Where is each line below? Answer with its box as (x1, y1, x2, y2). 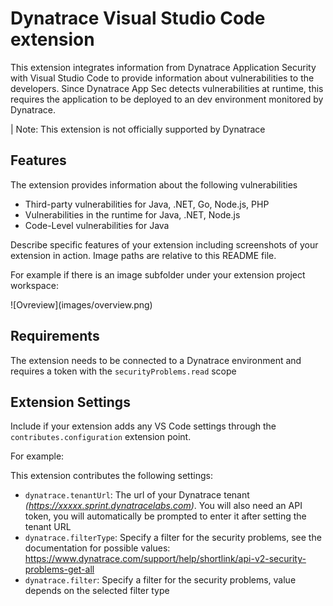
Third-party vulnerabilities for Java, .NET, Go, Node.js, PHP (24, 198, 270, 210)
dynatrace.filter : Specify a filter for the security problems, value (24, 574, 297, 586)
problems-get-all (24, 563, 95, 576)
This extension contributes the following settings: (10, 470, 213, 482)
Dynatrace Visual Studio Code (10, 7, 266, 30)
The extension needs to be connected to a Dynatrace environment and (10, 354, 302, 366)
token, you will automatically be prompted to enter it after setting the (24, 510, 307, 522)
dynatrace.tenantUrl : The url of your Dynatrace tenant (24, 489, 250, 501)
